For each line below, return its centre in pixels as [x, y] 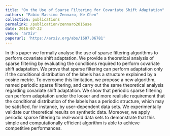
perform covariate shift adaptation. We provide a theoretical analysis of [79, 58]
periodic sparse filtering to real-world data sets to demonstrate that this [80, 117]
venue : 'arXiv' [21, 33]
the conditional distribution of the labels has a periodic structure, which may [85, 101]
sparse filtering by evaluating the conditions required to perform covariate [82, 63]
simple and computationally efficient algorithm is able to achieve [73, 123]
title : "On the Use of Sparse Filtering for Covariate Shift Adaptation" [85, 10]
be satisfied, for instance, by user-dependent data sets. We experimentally [83, 107]
